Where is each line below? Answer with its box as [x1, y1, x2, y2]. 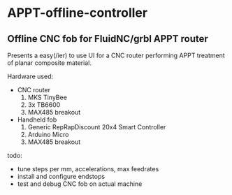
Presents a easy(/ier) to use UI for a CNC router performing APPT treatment [7, 51, 225, 59]
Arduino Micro [27, 131, 69, 138]
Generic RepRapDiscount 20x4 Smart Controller [27, 123, 166, 131]
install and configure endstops [17, 173, 106, 180]
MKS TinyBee [27, 93, 68, 101]
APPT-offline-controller [7, 5, 148, 21]
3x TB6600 [27, 101, 61, 109]
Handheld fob [17, 115, 57, 124]
